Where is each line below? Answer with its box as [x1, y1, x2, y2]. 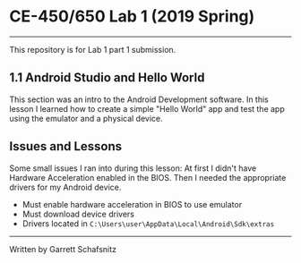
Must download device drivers [21, 208, 134, 219]
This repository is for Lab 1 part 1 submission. [9, 44, 176, 55]
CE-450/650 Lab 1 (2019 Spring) [9, 6, 255, 27]
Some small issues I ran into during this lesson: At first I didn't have [9, 163, 257, 174]
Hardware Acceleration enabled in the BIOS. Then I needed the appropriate [9, 172, 287, 182]
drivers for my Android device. [9, 182, 122, 192]
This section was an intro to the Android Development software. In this [9, 94, 269, 105]
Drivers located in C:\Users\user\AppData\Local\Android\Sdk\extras [21, 217, 275, 229]
